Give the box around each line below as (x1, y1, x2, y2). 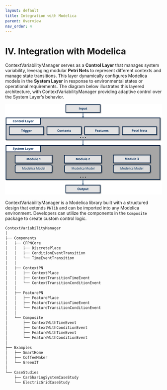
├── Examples (5, 345, 32, 350)
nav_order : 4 (5, 24, 32, 29)
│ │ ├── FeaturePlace (5, 295, 59, 300)
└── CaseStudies (5, 370, 39, 375)
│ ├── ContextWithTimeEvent (5, 320, 77, 325)
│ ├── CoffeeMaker (5, 355, 48, 360)
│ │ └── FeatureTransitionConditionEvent (5, 305, 101, 310)
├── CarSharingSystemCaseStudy (14, 375, 79, 380)
